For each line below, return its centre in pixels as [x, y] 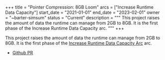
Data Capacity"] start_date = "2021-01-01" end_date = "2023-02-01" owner [82, 12]
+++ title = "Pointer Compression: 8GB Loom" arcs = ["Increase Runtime [80, 7]
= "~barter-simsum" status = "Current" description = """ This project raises [82, 18]
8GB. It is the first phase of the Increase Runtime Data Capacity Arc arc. [79, 43]
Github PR [23, 53]
